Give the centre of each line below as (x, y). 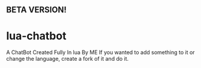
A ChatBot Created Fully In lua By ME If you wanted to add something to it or (100, 52)
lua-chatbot (36, 36)
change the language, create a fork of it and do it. (67, 59)
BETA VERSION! (37, 10)
